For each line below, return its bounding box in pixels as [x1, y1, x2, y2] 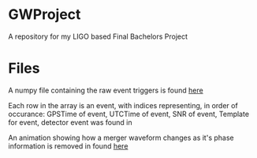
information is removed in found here [8, 141, 128, 151]
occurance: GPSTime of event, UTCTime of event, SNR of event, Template [8, 109, 250, 118]
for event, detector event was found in [8, 117, 132, 127]
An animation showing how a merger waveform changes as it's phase [8, 133, 234, 142]
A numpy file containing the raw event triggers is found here [8, 85, 203, 95]
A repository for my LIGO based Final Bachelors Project [8, 32, 188, 41]
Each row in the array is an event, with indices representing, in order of [8, 100, 238, 110]
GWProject [8, 6, 81, 24]
